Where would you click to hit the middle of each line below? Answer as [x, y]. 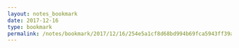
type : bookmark [30, 27]
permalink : [23, 34]
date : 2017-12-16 [33, 20]
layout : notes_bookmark [43, 14]
